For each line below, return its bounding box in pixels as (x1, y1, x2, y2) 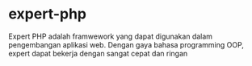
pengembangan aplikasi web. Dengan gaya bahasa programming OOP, (8, 39, 245, 49)
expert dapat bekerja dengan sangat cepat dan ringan (8, 48, 188, 58)
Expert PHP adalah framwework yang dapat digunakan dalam (8, 31, 212, 41)
